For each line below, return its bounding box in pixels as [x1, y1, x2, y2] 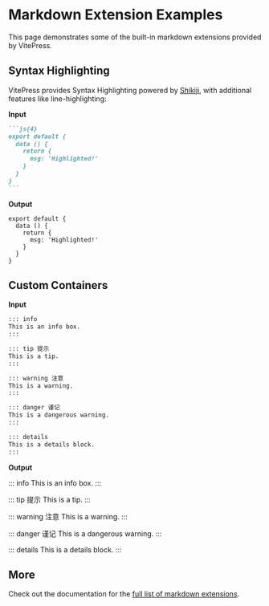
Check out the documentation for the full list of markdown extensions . [8, 589, 240, 599]
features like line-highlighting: [8, 94, 107, 104]
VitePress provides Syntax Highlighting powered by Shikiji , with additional [8, 85, 252, 95]
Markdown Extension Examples [8, 6, 223, 24]
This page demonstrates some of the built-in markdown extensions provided [8, 32, 262, 42]
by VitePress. [8, 40, 52, 50]
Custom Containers [8, 279, 108, 292]
